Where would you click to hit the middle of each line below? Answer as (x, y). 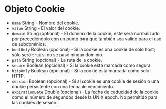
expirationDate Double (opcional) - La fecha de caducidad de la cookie (85, 92)
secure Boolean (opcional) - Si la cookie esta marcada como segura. (82, 65)
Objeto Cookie (35, 9)
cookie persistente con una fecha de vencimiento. (63, 86)
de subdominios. (29, 44)
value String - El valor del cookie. (46, 28)
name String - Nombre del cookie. (45, 23)
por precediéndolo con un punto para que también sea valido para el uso (86, 39)
